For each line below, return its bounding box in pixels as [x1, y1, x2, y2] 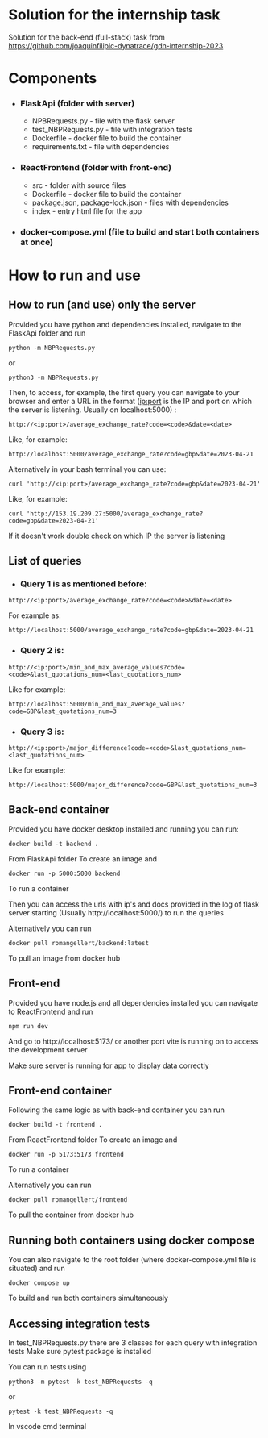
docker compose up [8, 1279, 70, 1287]
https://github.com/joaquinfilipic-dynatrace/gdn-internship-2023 [8, 40, 224, 50]
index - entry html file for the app [31, 206, 142, 215]
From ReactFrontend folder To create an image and [8, 1135, 178, 1144]
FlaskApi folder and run [8, 328, 86, 338]
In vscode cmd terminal [8, 1421, 87, 1431]
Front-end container [8, 1083, 112, 1098]
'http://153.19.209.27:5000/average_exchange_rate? [26, 510, 204, 518]
